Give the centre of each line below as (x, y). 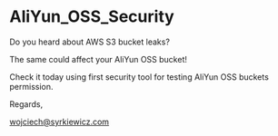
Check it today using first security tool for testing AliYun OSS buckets (139, 77)
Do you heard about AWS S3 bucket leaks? (90, 42)
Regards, (26, 104)
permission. (31, 86)
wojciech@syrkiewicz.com (60, 121)
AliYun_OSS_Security (92, 17)
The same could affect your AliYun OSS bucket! (99, 59)
